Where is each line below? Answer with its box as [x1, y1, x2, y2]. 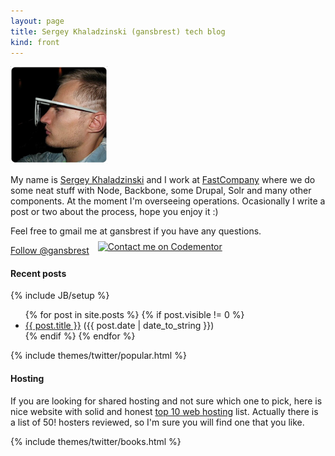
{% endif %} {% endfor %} [24, 330, 136, 342]
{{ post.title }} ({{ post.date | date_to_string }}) [24, 320, 215, 332]
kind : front [10, 37, 60, 47]
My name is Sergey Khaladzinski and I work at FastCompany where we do [10, 174, 316, 186]
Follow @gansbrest [10, 245, 90, 257]
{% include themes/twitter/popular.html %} [10, 350, 187, 362]
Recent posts [10, 267, 67, 279]
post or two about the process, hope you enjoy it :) [10, 206, 219, 218]
